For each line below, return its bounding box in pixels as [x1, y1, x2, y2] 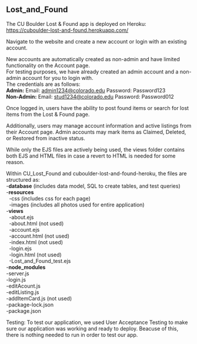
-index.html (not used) [8, 238, 64, 246]
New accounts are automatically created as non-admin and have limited [6, 55, 181, 62]
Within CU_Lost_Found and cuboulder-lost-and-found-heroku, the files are [6, 170, 187, 177]
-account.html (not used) [8, 232, 69, 239]
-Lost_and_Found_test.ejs [8, 257, 71, 264]
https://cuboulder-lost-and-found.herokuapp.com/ [6, 26, 129, 34]
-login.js [6, 276, 26, 283]
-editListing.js [6, 288, 39, 296]
